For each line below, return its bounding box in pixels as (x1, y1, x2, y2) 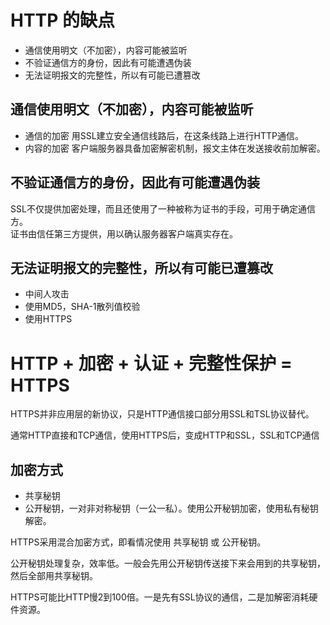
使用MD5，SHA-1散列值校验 (24, 301, 141, 313)
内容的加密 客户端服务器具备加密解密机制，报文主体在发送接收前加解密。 (24, 142, 326, 154)
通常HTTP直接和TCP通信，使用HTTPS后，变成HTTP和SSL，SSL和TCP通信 (10, 429, 320, 441)
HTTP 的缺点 (10, 9, 116, 32)
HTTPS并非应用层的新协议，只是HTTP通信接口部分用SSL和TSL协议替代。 (10, 408, 315, 420)
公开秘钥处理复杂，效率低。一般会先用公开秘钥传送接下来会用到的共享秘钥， (10, 557, 326, 570)
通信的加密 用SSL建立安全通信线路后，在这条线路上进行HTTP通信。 (24, 129, 305, 141)
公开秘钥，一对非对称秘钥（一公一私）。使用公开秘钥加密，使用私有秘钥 (24, 502, 319, 515)
